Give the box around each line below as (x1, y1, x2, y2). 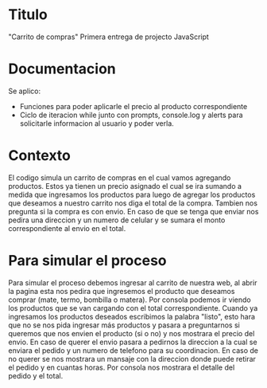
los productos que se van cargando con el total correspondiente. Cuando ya (8, 303, 258, 312)
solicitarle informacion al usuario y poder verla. (19, 118, 175, 128)
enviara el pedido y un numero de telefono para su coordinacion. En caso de (8, 345, 259, 355)
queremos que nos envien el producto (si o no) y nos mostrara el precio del (8, 328, 255, 338)
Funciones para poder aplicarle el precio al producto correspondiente (19, 101, 248, 111)
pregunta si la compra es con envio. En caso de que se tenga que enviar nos (8, 206, 259, 216)
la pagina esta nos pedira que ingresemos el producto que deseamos (8, 286, 235, 296)
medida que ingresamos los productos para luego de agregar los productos (8, 190, 256, 199)
